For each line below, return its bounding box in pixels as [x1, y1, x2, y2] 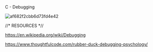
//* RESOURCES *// [5, 23, 44, 28]
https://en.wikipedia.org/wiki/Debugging [5, 32, 86, 38]
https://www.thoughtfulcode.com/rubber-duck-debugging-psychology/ [5, 41, 148, 47]
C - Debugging [5, 4, 35, 10]
